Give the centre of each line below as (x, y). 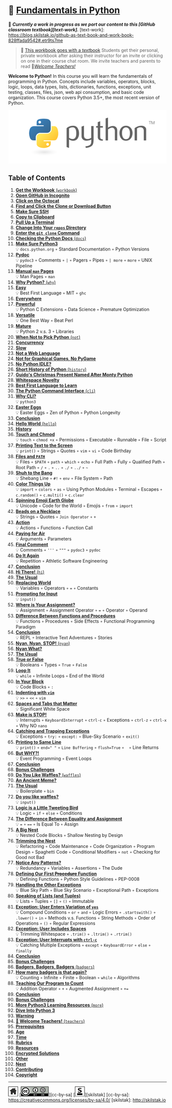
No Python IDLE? (33, 364)
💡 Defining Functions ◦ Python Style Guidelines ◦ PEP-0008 (77, 879)
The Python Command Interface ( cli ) (55, 390)
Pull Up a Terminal (35, 222)
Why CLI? (26, 396)
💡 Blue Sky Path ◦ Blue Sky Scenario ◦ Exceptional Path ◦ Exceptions (87, 890)
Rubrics (24, 1042)
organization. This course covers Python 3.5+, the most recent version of (84, 97)
